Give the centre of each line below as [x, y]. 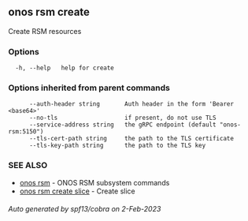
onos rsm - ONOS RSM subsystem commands [94, 182]
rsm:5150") [26, 132]
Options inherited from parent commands [89, 88]
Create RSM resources [45, 31]
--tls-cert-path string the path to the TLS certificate [131, 139]
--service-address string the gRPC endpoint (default [122, 125]
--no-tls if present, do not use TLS [122, 118]
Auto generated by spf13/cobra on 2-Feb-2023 [85, 209]
